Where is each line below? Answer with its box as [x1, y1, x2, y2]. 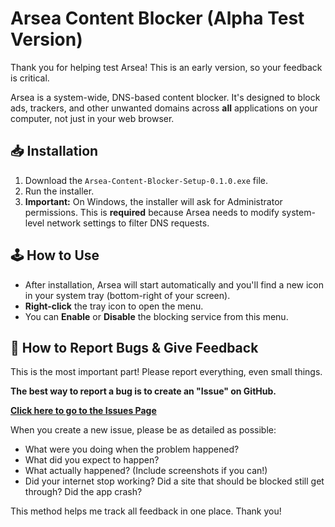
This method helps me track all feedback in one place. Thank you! [10, 505, 282, 517]
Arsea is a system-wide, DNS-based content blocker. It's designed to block [10, 91, 321, 103]
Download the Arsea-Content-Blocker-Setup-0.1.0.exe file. [24, 174, 269, 186]
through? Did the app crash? [24, 486, 143, 498]
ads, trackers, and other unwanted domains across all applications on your [10, 102, 318, 114]
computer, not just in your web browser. [10, 112, 175, 124]
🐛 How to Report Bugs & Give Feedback [10, 339, 259, 356]
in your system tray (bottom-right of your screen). [24, 289, 231, 301]
